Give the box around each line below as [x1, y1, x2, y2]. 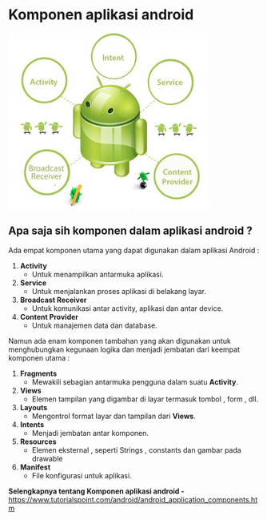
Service [19, 278, 46, 288]
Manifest [19, 462, 51, 472]
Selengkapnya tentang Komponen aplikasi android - [8, 486, 185, 496]
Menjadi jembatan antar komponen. [31, 428, 149, 437]
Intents [19, 419, 45, 429]
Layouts [19, 402, 48, 412]
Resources [19, 437, 58, 446]
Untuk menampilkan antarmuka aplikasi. [31, 269, 164, 279]
